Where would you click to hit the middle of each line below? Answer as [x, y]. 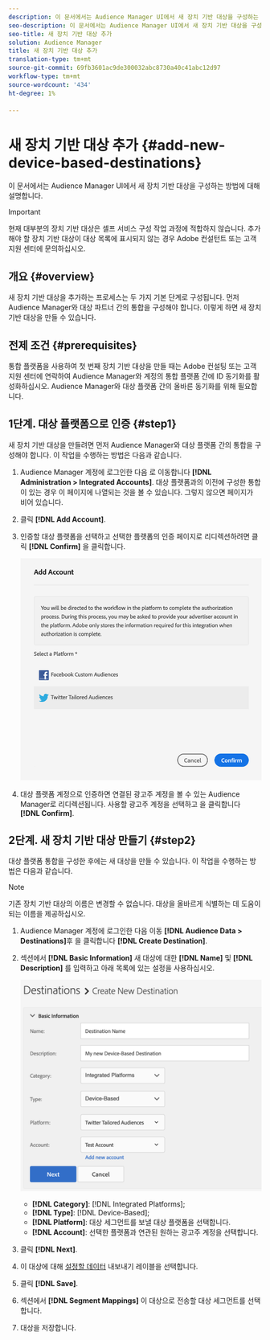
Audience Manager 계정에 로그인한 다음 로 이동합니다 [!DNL [116, 472]
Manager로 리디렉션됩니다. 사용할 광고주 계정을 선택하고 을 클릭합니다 [130, 804]
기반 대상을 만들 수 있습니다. [52, 318]
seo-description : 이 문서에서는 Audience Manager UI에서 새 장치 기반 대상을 [128, 25]
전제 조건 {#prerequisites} [73, 345]
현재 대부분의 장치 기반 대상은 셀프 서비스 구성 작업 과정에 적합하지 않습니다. [127, 228]
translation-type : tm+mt [50, 59]
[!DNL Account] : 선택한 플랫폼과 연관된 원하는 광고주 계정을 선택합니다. [145, 1232]
